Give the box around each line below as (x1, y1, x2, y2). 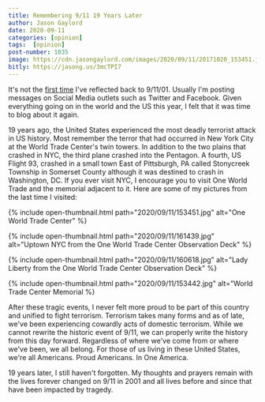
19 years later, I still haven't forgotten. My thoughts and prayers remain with (8, 368, 253, 378)
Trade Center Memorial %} (8, 287, 95, 296)
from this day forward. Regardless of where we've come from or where (8, 336, 239, 345)
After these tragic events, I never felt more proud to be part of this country (8, 302, 250, 312)
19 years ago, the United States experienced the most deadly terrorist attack (8, 125, 256, 134)
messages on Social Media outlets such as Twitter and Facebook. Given (8, 92, 242, 103)
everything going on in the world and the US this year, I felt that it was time (8, 101, 251, 111)
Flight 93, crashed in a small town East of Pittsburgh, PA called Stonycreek (8, 159, 250, 168)
